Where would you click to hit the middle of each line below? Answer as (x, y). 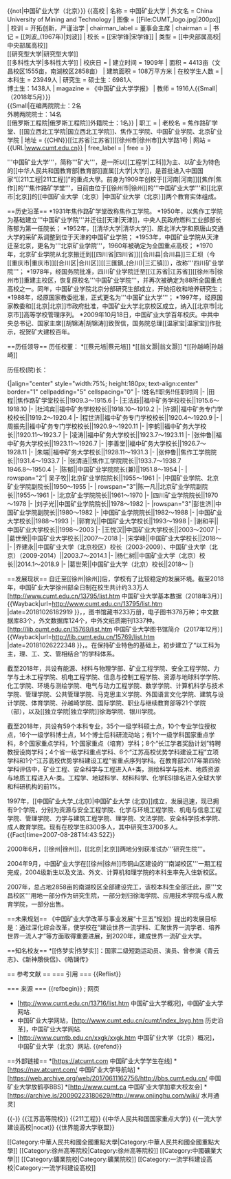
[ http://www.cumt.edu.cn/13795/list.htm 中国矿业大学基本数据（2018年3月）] (115, 596)
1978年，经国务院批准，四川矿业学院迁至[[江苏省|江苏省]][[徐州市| (123, 271)
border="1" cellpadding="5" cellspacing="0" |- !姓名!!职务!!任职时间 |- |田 (111, 392)
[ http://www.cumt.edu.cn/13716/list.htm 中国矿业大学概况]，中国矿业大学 (120, 1003)
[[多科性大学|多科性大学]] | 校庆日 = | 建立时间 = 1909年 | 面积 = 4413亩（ (111, 62)
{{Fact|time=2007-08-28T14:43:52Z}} (61, 835)
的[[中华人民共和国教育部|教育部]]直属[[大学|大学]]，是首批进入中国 (102, 171)
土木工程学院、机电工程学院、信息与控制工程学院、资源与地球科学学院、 (121, 677)
